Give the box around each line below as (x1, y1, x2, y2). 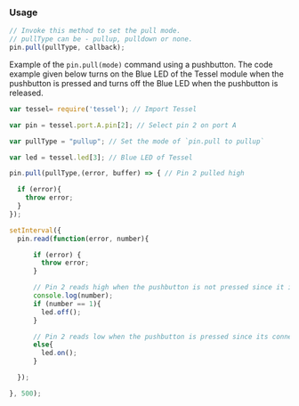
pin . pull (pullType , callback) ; (9, 43, 125, 53)
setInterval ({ (9, 225, 62, 235)
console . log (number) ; (32, 291, 114, 300)
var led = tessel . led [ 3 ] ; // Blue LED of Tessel (9, 153, 193, 162)
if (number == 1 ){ (32, 299, 101, 308)
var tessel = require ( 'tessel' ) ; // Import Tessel (9, 104, 198, 113)
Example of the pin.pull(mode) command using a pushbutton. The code (9, 59, 273, 69)
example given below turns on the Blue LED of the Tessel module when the (9, 69, 285, 79)
